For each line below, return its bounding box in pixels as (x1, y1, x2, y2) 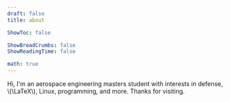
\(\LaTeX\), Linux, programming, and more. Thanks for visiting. (7, 87, 185, 95)
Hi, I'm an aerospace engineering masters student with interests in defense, (7, 80, 223, 87)
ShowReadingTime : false (7, 48, 76, 56)
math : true (7, 60, 39, 68)
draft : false (7, 10, 45, 17)
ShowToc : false (7, 29, 51, 36)
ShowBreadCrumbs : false (7, 42, 76, 49)
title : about (7, 17, 45, 24)
